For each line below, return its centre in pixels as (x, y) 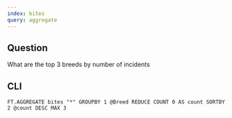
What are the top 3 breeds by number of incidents (79, 65)
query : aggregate (32, 20)
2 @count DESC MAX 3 (37, 108)
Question (27, 48)
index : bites (26, 13)
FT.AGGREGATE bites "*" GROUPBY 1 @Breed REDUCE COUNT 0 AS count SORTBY (116, 102)
